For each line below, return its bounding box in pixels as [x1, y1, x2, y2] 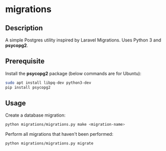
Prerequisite [5, 57, 45, 66]
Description [5, 24, 43, 32]
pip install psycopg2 [5, 85, 51, 90]
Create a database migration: [5, 112, 66, 118]
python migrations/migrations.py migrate [5, 141, 94, 146]
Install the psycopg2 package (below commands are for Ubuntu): [5, 70, 142, 76]
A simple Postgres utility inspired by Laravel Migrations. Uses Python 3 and [5, 37, 161, 43]
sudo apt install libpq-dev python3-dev [5, 80, 92, 85]
